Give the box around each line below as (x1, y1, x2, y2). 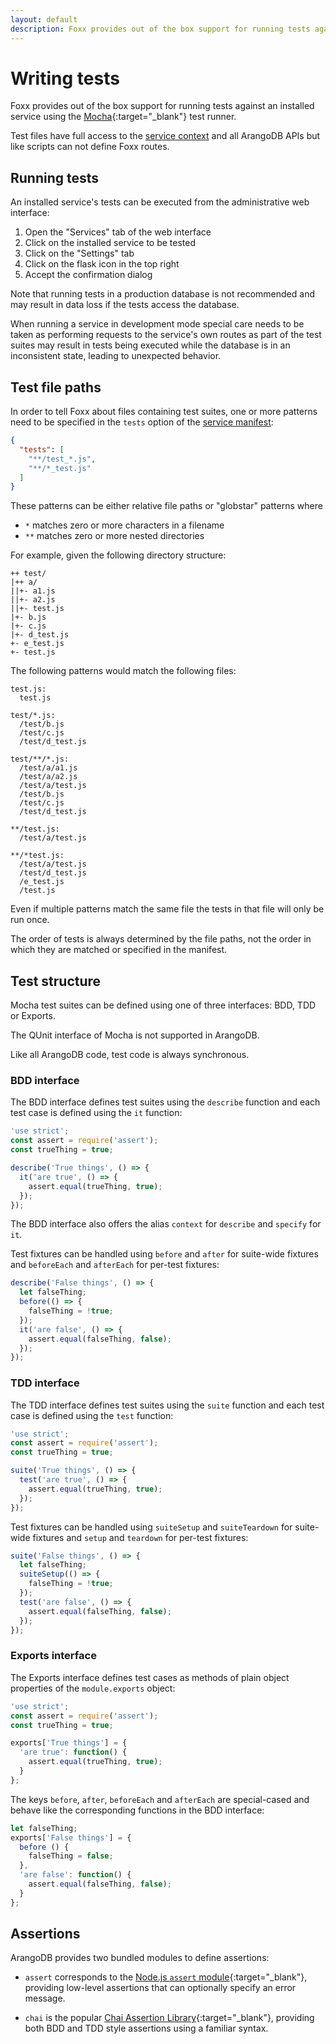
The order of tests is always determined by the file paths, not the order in (10, 933, 312, 945)
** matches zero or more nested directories (24, 530, 205, 542)
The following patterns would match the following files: (10, 665, 237, 677)
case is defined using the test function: (10, 1409, 174, 1421)
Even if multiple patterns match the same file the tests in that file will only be (10, 903, 325, 915)
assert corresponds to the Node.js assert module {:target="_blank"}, (24, 1971, 308, 1983)
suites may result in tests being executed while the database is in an (10, 339, 291, 351)
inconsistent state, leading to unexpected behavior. (10, 350, 222, 362)
